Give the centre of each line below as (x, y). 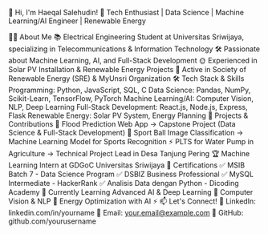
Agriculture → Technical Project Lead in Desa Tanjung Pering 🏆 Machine (129, 153)
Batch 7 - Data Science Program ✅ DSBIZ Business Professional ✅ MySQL (131, 174)
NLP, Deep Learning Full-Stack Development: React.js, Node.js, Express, (128, 107)
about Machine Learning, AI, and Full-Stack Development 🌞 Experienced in (133, 61)
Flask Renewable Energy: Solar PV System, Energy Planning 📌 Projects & (128, 115)
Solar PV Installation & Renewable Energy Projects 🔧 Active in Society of (128, 69)
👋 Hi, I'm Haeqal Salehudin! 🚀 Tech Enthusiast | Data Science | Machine (126, 12)
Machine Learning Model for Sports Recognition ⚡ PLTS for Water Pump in (131, 141)
